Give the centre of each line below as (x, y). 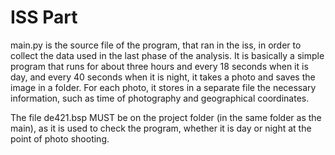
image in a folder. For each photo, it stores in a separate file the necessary (163, 87)
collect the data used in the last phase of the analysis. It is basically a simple (167, 55)
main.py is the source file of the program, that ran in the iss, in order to (156, 45)
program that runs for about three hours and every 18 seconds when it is (159, 66)
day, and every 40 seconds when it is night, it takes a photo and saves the (163, 77)
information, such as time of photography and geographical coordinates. (160, 98)
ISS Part (44, 17)
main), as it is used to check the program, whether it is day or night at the (161, 128)
